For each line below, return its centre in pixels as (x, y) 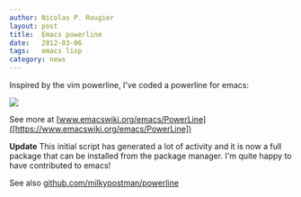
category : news (38, 59)
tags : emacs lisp (46, 51)
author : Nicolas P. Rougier (62, 18)
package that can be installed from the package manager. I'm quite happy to (150, 156)
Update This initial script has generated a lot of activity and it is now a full (146, 146)
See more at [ (35, 119)
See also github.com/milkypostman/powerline (94, 183)
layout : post (34, 26)
